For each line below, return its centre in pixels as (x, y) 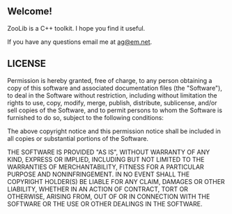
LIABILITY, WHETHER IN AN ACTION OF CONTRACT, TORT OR (98, 189)
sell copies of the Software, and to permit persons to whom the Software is (115, 110)
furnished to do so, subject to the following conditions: (85, 117)
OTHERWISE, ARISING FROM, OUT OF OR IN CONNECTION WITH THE (109, 196)
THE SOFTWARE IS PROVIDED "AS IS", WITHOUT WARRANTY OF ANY (109, 152)
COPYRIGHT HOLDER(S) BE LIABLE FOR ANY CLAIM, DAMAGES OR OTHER (116, 181)
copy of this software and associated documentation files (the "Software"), (115, 88)
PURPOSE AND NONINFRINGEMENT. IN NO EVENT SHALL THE (99, 174)
